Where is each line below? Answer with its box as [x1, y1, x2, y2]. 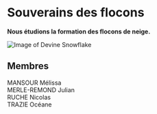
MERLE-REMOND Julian [7, 85, 75, 94]
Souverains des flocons [7, 5, 145, 20]
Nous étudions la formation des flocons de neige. [7, 27, 151, 35]
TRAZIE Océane [7, 100, 52, 109]
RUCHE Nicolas [7, 93, 51, 101]
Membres [7, 60, 49, 72]
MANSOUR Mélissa [7, 79, 62, 87]
